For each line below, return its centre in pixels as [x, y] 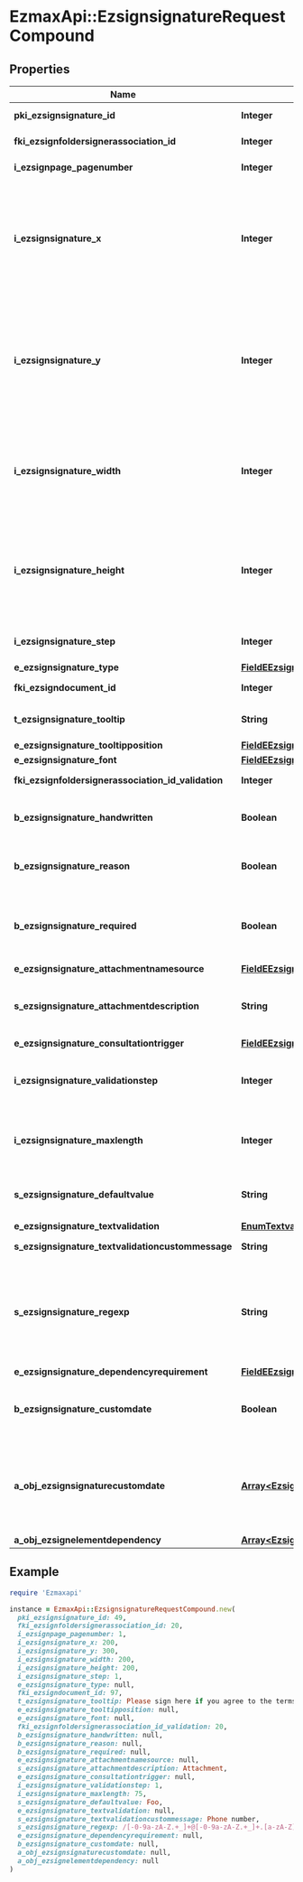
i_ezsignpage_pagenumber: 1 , [72, 1635]
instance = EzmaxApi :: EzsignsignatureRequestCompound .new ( [123, 1609]
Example [34, 1572]
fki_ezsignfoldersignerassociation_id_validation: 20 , [123, 1727]
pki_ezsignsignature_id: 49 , [72, 1617]
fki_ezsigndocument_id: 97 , [70, 1693]
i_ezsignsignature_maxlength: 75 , [82, 1793]
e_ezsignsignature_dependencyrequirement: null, [110, 1836]
